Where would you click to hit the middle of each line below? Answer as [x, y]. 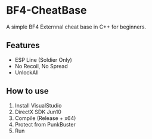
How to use [27, 91]
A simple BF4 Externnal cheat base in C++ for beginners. [76, 27]
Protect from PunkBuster [45, 124]
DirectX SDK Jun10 [38, 112]
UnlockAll [27, 72]
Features [23, 45]
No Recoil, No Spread [41, 66]
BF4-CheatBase [46, 10]
